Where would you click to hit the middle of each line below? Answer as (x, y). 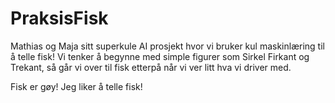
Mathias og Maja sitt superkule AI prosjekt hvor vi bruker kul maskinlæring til (167, 46)
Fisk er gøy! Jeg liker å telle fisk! (76, 86)
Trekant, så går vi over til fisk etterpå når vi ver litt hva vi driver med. (151, 67)
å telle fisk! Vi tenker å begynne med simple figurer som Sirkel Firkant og (160, 56)
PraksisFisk (59, 18)
